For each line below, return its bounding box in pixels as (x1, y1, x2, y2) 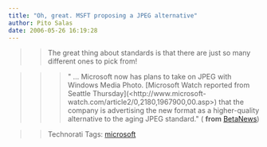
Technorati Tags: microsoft (47, 130, 136, 139)
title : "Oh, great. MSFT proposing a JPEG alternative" (8, 11, 198, 20)
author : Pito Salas (8, 19, 73, 27)
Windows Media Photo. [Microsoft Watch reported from (67, 80, 250, 90)
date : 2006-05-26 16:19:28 (8, 26, 98, 34)
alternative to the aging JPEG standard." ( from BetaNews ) (67, 114, 260, 124)
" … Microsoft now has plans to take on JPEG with (67, 72, 232, 82)
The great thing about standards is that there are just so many (47, 48, 251, 58)
